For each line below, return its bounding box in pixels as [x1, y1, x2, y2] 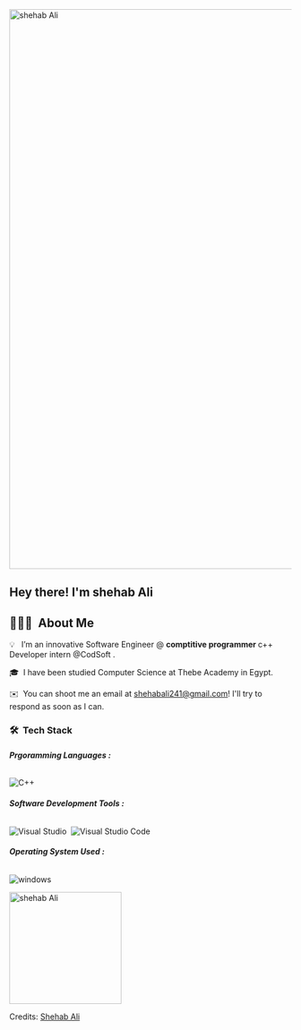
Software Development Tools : [9, 797, 125, 809]
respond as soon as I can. [9, 701, 105, 712]
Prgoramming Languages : [9, 750, 112, 760]
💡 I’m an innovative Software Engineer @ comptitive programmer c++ [9, 639, 273, 650]
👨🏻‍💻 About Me [9, 615, 94, 631]
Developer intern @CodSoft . [9, 649, 116, 660]
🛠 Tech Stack [9, 725, 73, 737]
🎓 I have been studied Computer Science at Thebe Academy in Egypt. [9, 667, 273, 678]
